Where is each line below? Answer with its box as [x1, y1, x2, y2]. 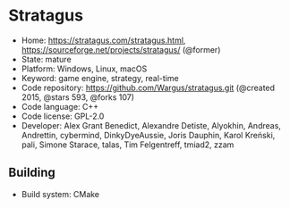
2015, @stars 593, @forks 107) [21, 91, 135, 103]
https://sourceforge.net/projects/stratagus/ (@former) [21, 44, 221, 54]
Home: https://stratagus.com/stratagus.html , [21, 35, 186, 46]
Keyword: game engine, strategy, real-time [21, 72, 180, 83]
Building [8, 165, 55, 180]
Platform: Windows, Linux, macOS [21, 63, 148, 74]
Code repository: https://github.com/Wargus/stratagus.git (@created [21, 82, 275, 93]
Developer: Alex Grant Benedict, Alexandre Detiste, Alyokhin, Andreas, [21, 120, 281, 130]
